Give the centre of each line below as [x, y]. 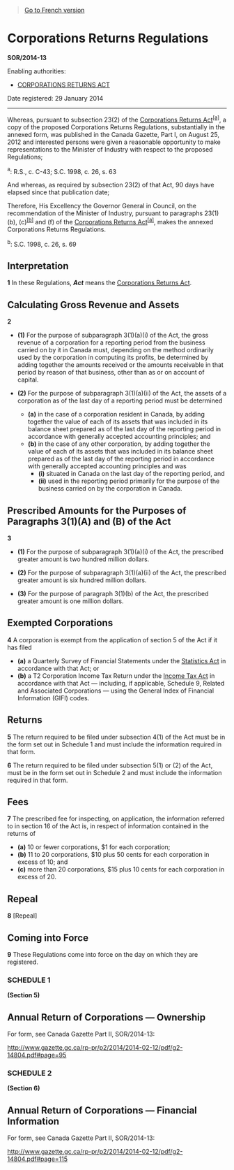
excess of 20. [37, 877]
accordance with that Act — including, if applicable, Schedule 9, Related [121, 683]
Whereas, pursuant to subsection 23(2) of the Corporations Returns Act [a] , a [117, 119]
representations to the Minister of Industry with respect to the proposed [110, 149]
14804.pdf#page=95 [37, 1055]
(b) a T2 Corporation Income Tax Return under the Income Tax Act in [116, 676]
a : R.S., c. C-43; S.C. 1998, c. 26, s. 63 [62, 171]
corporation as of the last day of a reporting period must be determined [120, 400]
